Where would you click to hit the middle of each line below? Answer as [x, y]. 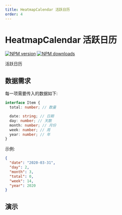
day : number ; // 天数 [31, 120]
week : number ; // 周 [30, 130]
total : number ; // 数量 [33, 107]
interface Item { [23, 103]
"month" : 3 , [22, 172]
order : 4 [14, 14]
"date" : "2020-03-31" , [32, 163]
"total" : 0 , [22, 176]
